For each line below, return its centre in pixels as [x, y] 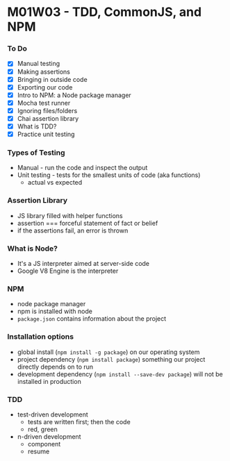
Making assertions [44, 72]
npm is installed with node [55, 311]
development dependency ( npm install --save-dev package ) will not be [120, 374]
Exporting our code [45, 87]
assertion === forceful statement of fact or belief [88, 223]
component [44, 444]
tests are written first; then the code [79, 421]
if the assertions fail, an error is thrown [73, 230]
